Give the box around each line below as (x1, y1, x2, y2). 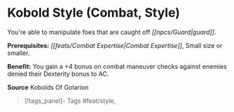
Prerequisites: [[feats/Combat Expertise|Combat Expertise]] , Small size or (7, 41, 223, 49)
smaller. (7, 49, 30, 57)
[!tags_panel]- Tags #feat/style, (24, 96, 116, 105)
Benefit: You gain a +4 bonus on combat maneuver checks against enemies (7, 62, 228, 70)
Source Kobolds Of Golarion (7, 83, 89, 91)
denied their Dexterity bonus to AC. (7, 70, 109, 78)
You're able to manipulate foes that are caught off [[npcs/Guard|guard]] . (7, 28, 216, 36)
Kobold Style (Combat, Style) (7, 5, 181, 21)
